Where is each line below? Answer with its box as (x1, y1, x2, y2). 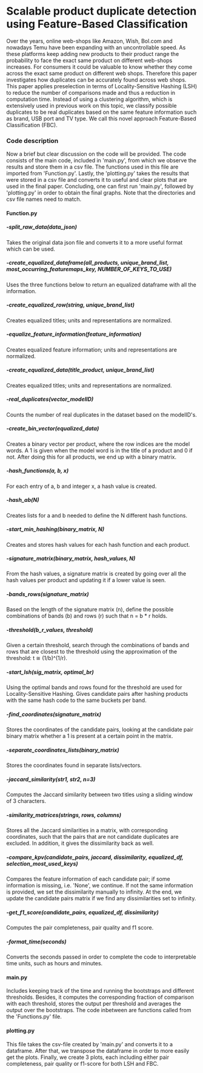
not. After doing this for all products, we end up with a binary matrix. (6, 453, 177, 460)
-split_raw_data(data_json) (6, 223, 78, 231)
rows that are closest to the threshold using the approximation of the (6, 648, 178, 655)
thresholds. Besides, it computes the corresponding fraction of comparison (6, 993, 194, 1001)
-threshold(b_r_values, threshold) (6, 627, 93, 634)
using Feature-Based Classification (6, 17, 188, 31)
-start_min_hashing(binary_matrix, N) (6, 526, 105, 533)
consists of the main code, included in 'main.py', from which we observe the (6, 157, 197, 164)
